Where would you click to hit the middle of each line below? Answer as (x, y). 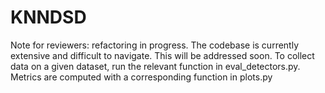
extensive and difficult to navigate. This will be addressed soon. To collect (162, 55)
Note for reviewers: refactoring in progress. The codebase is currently (155, 45)
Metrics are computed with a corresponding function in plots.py (141, 77)
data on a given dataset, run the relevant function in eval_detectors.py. (155, 66)
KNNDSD (48, 17)
